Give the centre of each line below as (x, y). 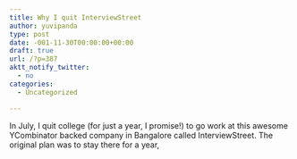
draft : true (31, 51)
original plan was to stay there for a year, (85, 145)
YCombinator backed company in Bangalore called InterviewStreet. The (141, 135)
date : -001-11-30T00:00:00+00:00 (72, 42)
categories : (31, 84)
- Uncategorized (47, 92)
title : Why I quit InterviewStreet (76, 17)
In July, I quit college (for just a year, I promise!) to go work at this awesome (149, 125)
